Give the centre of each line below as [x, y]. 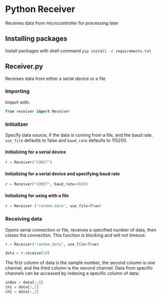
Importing [17, 91]
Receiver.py [24, 67]
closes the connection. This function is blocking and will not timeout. [76, 235]
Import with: [17, 102]
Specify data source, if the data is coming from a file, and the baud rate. [79, 135]
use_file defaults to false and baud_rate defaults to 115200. [66, 140]
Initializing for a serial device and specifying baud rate [63, 174]
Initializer [17, 124]
